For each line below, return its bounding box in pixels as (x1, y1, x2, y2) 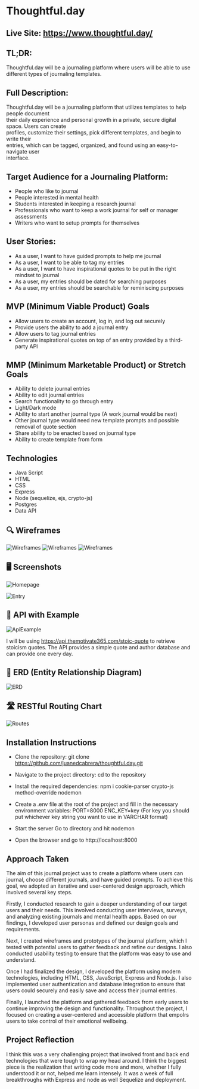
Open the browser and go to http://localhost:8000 (14, 836, 138, 843)
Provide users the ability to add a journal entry (14, 324, 129, 331)
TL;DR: (6, 48, 33, 58)
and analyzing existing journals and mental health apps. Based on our (6, 913, 177, 920)
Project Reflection (6, 1035, 74, 1045)
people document (6, 110, 49, 117)
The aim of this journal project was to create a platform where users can (6, 869, 184, 876)
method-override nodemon (14, 789, 82, 796)
